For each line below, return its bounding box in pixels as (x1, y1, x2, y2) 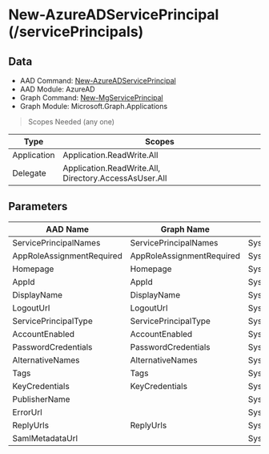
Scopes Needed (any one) (27, 117, 114, 126)
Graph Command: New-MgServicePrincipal (19, 93, 163, 102)
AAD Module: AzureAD (19, 84, 95, 94)
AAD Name (45, 223, 90, 234)
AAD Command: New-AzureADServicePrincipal (19, 76, 176, 85)
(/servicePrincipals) (8, 22, 144, 41)
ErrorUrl (12, 407, 42, 418)
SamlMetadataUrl (12, 432, 78, 444)
